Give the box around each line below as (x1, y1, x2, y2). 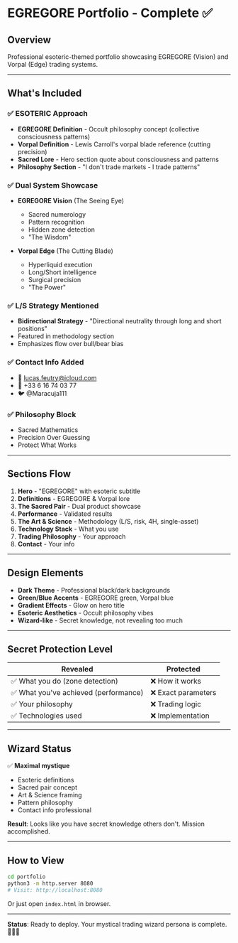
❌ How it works (150, 677, 202, 686)
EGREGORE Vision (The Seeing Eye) (17, 196, 125, 205)
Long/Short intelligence (28, 268, 97, 276)
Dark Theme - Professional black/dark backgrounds (17, 586, 171, 594)
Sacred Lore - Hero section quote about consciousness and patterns (17, 155, 220, 163)
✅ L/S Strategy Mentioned (7, 301, 99, 311)
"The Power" (28, 283, 66, 291)
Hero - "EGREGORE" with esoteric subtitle (17, 487, 140, 495)
